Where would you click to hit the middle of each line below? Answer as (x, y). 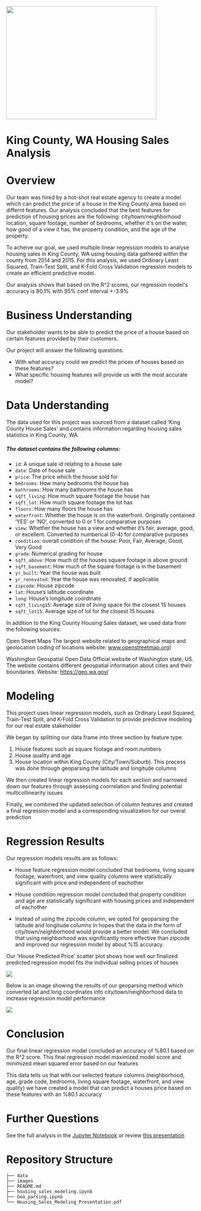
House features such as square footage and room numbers (88, 749)
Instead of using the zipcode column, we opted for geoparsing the (97, 919)
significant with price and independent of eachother (79, 883)
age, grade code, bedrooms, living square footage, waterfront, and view (95, 1081)
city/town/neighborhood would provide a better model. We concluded (101, 931)
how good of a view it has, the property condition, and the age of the (91, 230)
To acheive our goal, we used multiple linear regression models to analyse (98, 248)
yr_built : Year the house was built (58, 572)
